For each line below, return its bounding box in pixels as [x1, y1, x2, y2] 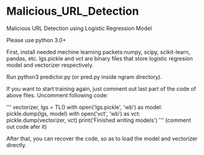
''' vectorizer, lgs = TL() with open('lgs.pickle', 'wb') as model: [6, 103, 162, 111]
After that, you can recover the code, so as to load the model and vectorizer [6, 135, 198, 142]
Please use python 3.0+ [6, 36, 66, 43]
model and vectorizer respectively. [6, 61, 94, 69]
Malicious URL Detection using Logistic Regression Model [6, 25, 152, 32]
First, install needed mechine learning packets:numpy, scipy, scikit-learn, [6, 48, 191, 56]
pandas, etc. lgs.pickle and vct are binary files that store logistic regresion [6, 55, 193, 62]
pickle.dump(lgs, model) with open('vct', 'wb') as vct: [6, 110, 141, 117]
